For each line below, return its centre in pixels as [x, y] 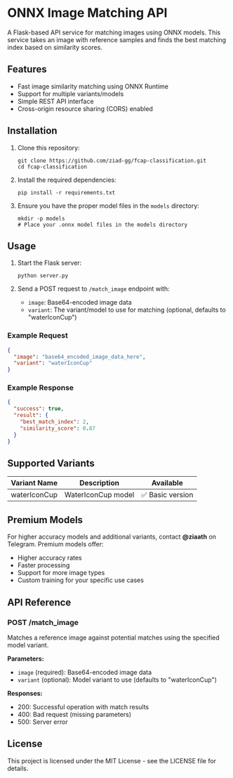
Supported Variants [51, 463]
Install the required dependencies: [67, 180]
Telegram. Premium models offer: [55, 544]
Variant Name [34, 483]
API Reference [39, 602]
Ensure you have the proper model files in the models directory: [108, 206]
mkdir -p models [41, 218]
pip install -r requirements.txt [66, 192]
